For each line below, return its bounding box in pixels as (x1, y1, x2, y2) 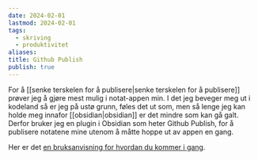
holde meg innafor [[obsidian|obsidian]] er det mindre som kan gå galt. (8, 110, 239, 120)
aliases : (8, 48, 37, 56)
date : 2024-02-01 (8, 11, 66, 20)
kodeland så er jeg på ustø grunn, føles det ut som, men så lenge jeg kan (8, 101, 246, 111)
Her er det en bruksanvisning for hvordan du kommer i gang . (8, 142, 206, 151)
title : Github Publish (8, 56, 83, 64)
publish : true (8, 63, 55, 71)
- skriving (15, 33, 51, 42)
